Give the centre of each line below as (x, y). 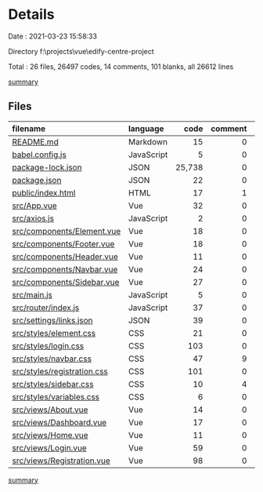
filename (29, 129)
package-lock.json (47, 167)
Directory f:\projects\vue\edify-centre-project (81, 51)
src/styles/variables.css (56, 396)
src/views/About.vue (50, 410)
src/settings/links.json (52, 320)
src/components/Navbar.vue (65, 269)
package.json (37, 180)
